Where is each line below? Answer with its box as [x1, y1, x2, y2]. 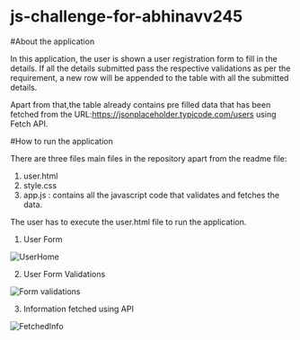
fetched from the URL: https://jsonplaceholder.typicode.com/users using [10, 109, 277, 119]
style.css [22, 179, 57, 190]
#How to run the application [10, 135, 113, 146]
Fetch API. [10, 118, 49, 129]
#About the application [10, 36, 95, 47]
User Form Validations [22, 268, 106, 279]
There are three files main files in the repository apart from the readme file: [10, 153, 287, 163]
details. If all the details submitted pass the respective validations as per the [10, 63, 291, 74]
